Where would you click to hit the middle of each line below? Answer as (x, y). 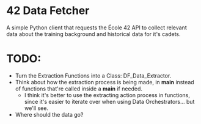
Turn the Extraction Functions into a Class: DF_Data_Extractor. (93, 75)
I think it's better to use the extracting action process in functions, (107, 95)
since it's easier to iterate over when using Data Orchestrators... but (109, 101)
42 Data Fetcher (48, 11)
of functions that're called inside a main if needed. (79, 89)
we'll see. (36, 108)
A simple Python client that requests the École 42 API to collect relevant (97, 27)
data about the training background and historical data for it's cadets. (94, 34)
